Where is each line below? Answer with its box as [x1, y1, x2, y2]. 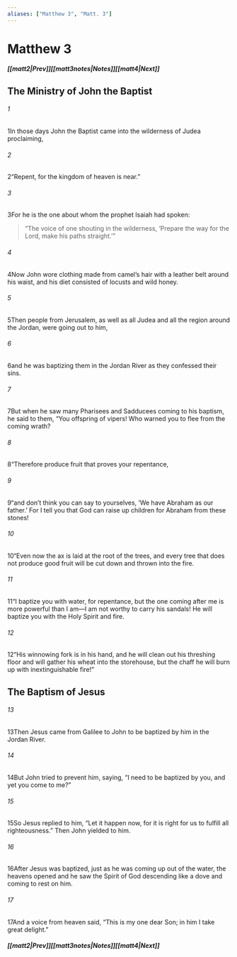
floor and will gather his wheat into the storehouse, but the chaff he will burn [7, 658, 230, 666]
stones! [7, 513, 30, 522]
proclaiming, [7, 134, 44, 142]
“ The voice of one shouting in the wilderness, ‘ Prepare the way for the [24, 224, 230, 233]
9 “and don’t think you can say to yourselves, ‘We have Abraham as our [7, 498, 214, 507]
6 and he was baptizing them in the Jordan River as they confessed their [7, 362, 217, 370]
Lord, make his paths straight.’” [24, 231, 116, 241]
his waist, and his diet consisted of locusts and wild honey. [7, 277, 179, 286]
